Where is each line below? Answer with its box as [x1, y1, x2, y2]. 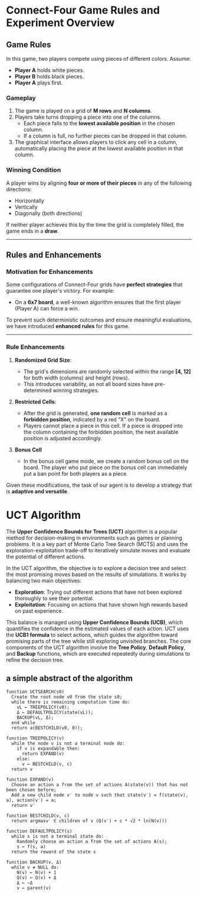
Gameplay [6, 94, 37, 102]
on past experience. [14, 607, 64, 614]
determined [23, 387, 52, 394]
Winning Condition [6, 166, 61, 174]
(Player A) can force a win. [14, 305, 80, 312]
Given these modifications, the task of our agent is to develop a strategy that [6, 482, 192, 489]
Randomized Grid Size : [14, 356, 72, 364]
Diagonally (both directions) [14, 209, 82, 217]
